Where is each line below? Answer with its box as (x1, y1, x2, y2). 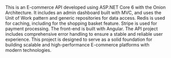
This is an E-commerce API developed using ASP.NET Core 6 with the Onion (5, 5, 166, 10)
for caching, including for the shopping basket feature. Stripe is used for (5, 20, 157, 26)
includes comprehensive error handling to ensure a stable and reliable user (5, 31, 163, 37)
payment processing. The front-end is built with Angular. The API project (5, 26, 158, 32)
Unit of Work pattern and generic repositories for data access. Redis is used (5, 15, 165, 21)
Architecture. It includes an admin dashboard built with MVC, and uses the (5, 10, 162, 16)
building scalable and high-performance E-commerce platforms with (5, 42, 150, 47)
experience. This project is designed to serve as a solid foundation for (5, 36, 153, 42)
